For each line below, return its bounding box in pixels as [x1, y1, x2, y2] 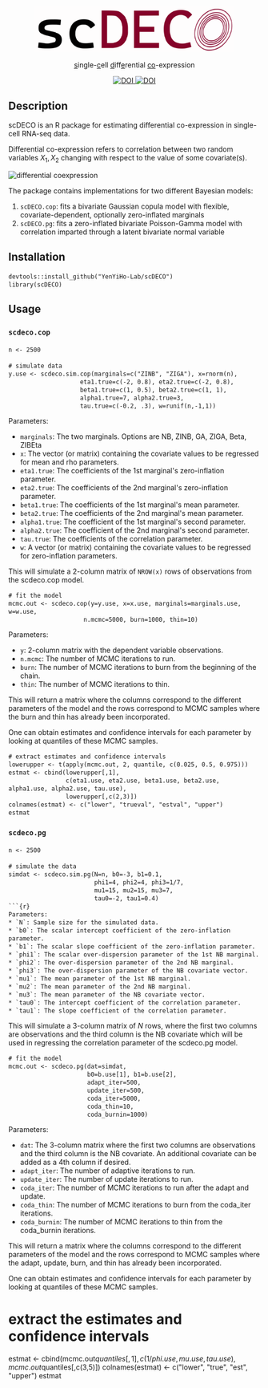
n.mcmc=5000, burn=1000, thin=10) [83, 615, 198, 623]
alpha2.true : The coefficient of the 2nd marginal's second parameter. [19, 525, 250, 535]
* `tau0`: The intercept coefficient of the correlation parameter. [8, 998, 242, 1007]
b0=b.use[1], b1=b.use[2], [86, 1070, 178, 1078]
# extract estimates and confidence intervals [8, 753, 166, 761]
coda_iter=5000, [86, 1094, 142, 1102]
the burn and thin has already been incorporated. [8, 712, 170, 721]
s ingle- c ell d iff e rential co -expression [74, 60, 195, 70]
